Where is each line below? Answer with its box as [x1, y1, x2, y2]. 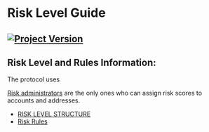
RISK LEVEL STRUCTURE [17, 110, 91, 119]
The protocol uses [7, 75, 60, 84]
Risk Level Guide [7, 5, 107, 21]
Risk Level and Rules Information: [7, 56, 156, 68]
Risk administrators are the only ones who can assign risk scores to [7, 89, 202, 98]
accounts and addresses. [7, 96, 81, 105]
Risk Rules [17, 117, 48, 126]
